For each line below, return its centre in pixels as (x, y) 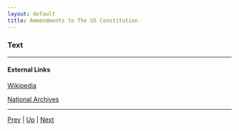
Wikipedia (22, 85)
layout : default (31, 14)
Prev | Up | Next (31, 120)
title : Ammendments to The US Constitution (73, 21)
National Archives (33, 99)
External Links (29, 70)
